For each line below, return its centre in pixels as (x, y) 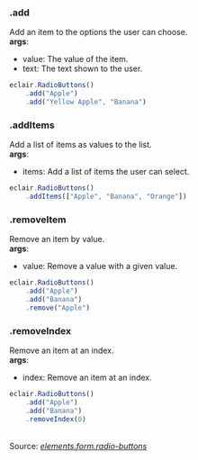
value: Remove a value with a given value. (100, 266)
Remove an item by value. (57, 239)
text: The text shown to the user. (82, 68)
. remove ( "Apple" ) (58, 308)
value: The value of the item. (75, 59)
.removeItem (38, 220)
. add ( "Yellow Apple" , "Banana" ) (86, 102)
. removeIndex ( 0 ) (56, 419)
